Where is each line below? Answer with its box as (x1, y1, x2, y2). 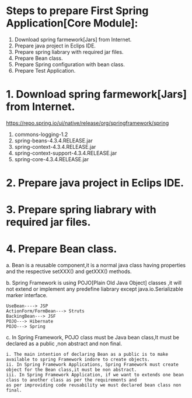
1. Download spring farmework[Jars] (6, 88, 187, 101)
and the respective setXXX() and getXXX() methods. (6, 268, 132, 275)
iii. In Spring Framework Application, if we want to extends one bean (6, 372, 184, 378)
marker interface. (6, 292, 48, 299)
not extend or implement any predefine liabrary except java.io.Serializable (6, 285, 184, 292)
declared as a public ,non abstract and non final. (6, 340, 123, 347)
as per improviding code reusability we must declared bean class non (6, 382, 181, 388)
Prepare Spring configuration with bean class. (14, 60, 125, 68)
